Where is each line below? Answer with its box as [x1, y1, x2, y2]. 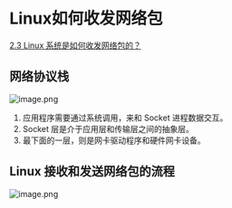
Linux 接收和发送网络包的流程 [9, 164, 175, 179]
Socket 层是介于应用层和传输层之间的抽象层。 [22, 123, 195, 134]
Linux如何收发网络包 [9, 8, 163, 29]
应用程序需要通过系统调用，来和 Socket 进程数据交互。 [22, 112, 228, 123]
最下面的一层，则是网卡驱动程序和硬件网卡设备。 [22, 135, 206, 146]
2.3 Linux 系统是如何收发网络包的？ [9, 40, 142, 51]
